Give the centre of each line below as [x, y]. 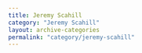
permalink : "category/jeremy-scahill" [71, 37]
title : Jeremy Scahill [45, 15]
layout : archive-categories [54, 30]
